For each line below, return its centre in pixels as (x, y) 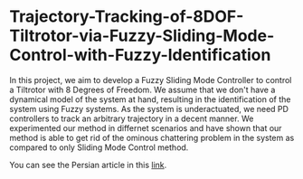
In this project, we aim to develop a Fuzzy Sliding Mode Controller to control (151, 80)
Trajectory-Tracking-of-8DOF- (127, 17)
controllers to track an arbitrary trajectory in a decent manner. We (132, 118)
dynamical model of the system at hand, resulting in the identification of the (150, 99)
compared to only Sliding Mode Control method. (99, 147)
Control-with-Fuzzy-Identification (140, 55)
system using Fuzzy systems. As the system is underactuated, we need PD (149, 108)
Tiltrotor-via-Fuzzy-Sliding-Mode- (142, 36)
